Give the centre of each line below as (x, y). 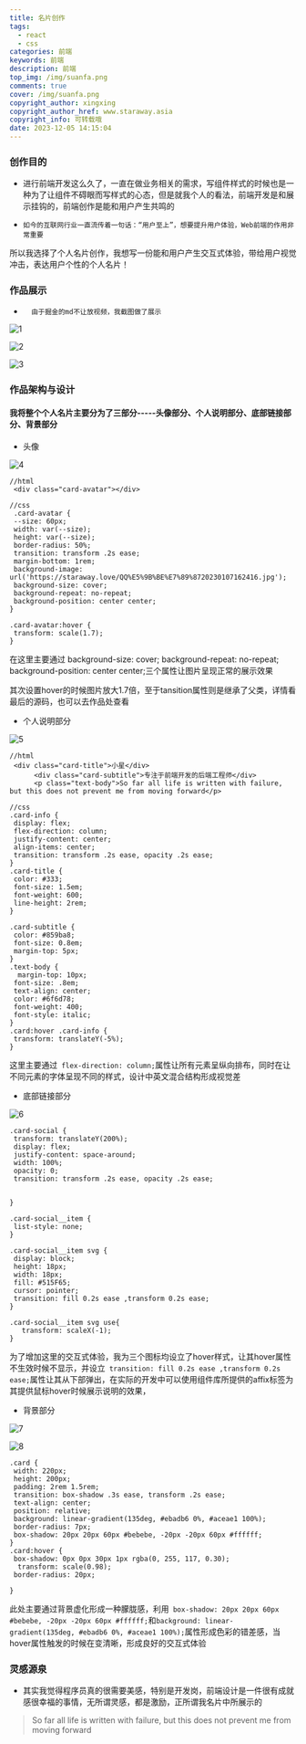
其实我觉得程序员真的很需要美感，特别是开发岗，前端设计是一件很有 (150, 1691)
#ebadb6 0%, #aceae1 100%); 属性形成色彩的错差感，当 (179, 1632)
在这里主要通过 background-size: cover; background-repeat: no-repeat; (144, 659)
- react (32, 35)
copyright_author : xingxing (63, 103)
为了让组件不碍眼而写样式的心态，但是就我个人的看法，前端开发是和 (158, 195)
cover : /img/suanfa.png (55, 94)
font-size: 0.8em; (48, 943)
